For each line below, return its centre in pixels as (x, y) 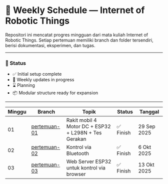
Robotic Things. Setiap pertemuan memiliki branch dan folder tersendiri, (79, 40)
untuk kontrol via (86, 168)
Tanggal (149, 112)
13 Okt (146, 165)
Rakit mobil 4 (81, 120)
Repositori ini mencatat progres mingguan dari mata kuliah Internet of (77, 35)
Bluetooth (77, 153)
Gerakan (76, 139)
